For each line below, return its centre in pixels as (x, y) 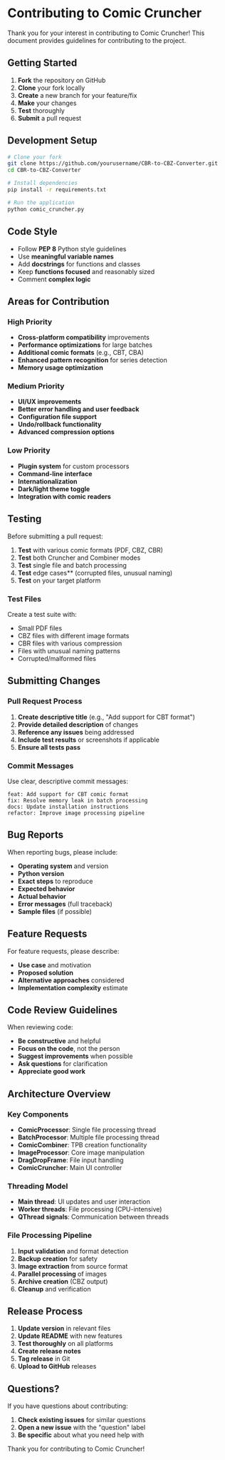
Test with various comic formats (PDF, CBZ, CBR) (90, 550)
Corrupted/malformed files (57, 658)
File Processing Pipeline (50, 1235)
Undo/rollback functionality (59, 424)
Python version (41, 873)
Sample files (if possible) (55, 911)
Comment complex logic (54, 279)
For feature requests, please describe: (63, 951)
